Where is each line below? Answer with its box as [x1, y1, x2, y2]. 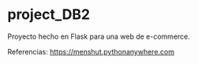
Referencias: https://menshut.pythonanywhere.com [7, 47, 175, 56]
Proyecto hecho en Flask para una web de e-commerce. [7, 32, 191, 41]
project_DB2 [7, 6, 91, 24]
